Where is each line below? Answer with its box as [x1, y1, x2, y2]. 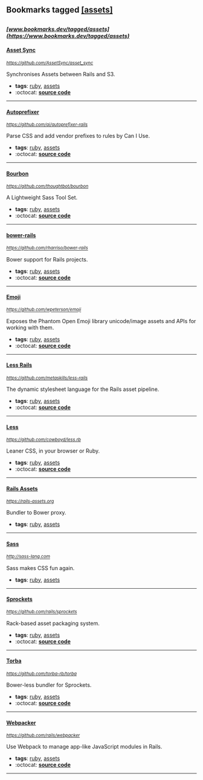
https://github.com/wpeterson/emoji [6, 307, 82, 313]
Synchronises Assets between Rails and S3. [6, 70, 115, 77]
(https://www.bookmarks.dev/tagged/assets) [6, 32, 130, 40]
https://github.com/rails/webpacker [6, 732, 80, 739]
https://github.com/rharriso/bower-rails [6, 245, 89, 251]
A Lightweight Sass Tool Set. [6, 194, 78, 202]
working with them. [6, 324, 54, 331]
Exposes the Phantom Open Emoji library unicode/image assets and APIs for [6, 317, 196, 324]
